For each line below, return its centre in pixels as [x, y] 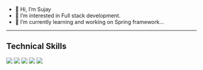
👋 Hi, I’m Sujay [33, 9]
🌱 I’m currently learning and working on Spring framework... [89, 22]
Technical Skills [37, 46]
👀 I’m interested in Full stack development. [68, 16]
